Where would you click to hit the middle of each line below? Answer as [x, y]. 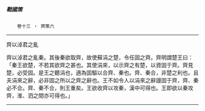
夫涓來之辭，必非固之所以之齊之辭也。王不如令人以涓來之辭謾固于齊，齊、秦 [103, 80]
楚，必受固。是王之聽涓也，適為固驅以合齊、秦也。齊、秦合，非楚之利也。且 [103, 73]
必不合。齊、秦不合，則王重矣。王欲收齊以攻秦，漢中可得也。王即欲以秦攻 [100, 88]
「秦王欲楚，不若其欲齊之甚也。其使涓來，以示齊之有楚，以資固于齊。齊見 [100, 65]
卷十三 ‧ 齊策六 [36, 26]
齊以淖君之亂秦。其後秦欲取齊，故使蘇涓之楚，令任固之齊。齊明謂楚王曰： [100, 57]
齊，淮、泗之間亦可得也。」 [40, 95]
